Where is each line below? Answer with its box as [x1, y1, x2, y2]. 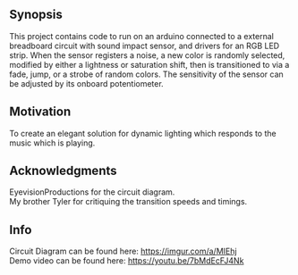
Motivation [9, 104, 72, 120]
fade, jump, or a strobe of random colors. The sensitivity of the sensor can [9, 69, 284, 79]
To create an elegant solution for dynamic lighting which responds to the [9, 128, 277, 138]
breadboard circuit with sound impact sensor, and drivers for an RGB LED [9, 40, 280, 51]
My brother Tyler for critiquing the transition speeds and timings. [9, 196, 248, 207]
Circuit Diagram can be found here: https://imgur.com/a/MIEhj [9, 246, 237, 257]
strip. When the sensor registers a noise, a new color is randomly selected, [9, 49, 285, 61]
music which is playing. [9, 137, 96, 148]
